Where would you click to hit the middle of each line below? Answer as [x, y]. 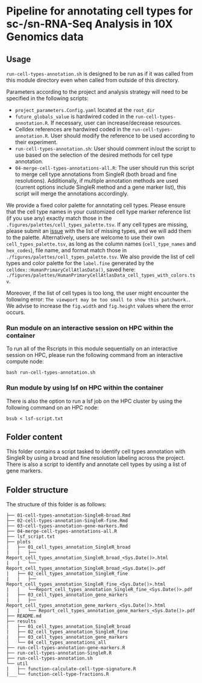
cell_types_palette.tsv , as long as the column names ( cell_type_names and [101, 244]
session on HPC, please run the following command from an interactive [95, 355]
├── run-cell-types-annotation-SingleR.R [59, 653]
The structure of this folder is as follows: [56, 505]
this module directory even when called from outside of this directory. [93, 80]
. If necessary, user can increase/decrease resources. [115, 123]
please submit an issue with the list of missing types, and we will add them [99, 231]
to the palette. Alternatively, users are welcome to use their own [85, 237]
